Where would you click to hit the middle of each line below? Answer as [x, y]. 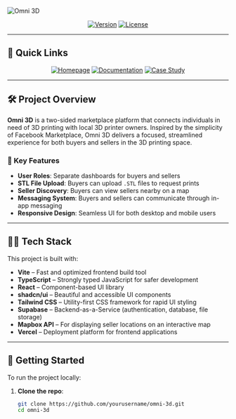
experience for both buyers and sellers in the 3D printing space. [100, 142]
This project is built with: [43, 258]
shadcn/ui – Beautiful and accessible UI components [94, 294]
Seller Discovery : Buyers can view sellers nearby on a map [103, 190]
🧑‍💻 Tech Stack [40, 242]
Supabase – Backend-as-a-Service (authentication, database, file [113, 310]
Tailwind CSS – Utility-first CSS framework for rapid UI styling [107, 302]
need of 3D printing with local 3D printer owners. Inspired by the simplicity [115, 127]
